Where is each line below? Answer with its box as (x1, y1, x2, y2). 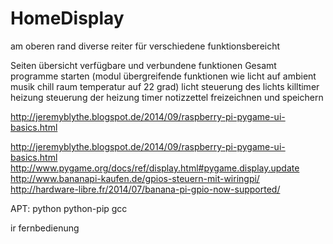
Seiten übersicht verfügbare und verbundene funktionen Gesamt (10, 59, 277, 71)
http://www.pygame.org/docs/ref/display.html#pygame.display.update (10, 162, 300, 174)
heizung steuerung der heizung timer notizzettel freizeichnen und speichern (10, 91, 324, 103)
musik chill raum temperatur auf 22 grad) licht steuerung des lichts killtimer (10, 80, 320, 92)
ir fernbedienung (10, 222, 80, 234)
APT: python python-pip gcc (10, 202, 128, 214)
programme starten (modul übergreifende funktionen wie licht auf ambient (10, 70, 317, 82)
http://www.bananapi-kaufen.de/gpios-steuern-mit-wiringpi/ (10, 172, 260, 184)
